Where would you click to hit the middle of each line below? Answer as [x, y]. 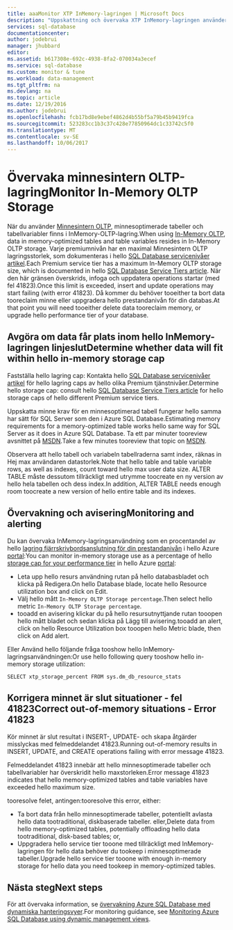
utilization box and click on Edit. [62, 591]
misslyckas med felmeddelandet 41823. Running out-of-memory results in [112, 744]
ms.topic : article [34, 98]
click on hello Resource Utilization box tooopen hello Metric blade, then [119, 628]
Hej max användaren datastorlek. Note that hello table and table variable [110, 462]
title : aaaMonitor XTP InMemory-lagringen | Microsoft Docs [96, 14]
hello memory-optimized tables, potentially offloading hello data [109, 828]
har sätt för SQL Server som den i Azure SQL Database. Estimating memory [114, 418]
